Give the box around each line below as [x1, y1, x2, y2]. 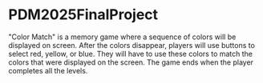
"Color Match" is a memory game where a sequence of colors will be [8, 32, 237, 41]
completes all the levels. [8, 65, 88, 75]
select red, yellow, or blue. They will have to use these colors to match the [8, 49, 253, 58]
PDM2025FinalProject [8, 6, 159, 24]
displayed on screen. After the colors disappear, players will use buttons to [8, 40, 255, 49]
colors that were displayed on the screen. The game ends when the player [8, 57, 254, 67]
